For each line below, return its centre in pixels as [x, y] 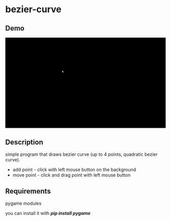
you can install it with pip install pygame [48, 213]
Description [24, 142]
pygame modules [23, 203]
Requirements [28, 191]
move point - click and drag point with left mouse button [72, 175]
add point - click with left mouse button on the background [74, 170]
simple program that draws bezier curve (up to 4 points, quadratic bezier [81, 154]
